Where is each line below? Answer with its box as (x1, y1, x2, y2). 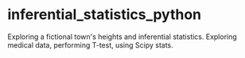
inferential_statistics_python (7, 6, 202, 24)
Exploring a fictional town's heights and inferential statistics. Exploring (7, 32, 238, 41)
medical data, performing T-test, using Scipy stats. (7, 40, 174, 49)
